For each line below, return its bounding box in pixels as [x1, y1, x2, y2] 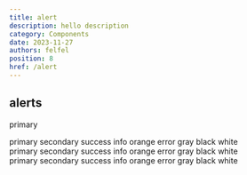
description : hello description [9, 21, 129, 30]
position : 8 [9, 54, 53, 63]
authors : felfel [9, 46, 69, 55]
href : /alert [9, 63, 58, 72]
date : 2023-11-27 [9, 37, 74, 47]
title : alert [9, 12, 58, 22]
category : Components [9, 29, 90, 38]
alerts [9, 95, 43, 111]
